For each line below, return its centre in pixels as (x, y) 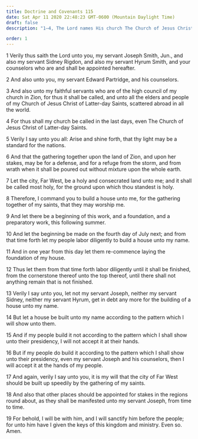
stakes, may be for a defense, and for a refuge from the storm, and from (94, 163)
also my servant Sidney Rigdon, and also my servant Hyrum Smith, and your (98, 62)
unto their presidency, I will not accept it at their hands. (73, 342)
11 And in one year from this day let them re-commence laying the (86, 252)
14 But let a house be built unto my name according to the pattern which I (95, 317)
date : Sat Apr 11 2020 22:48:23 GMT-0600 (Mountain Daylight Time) (91, 17)
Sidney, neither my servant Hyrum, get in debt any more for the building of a (99, 300)
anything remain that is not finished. (49, 282)
